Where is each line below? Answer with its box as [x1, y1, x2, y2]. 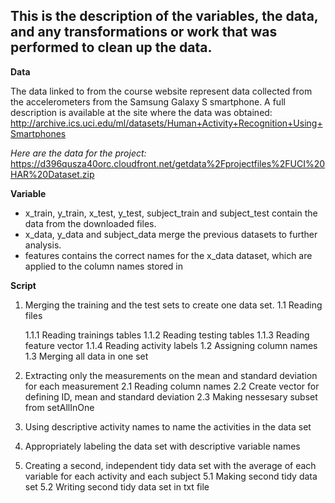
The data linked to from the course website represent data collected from [10, 85, 313, 97]
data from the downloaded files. [24, 217, 157, 229]
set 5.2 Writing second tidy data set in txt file [24, 480, 210, 493]
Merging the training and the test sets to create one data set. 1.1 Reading [24, 299, 323, 311]
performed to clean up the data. [10, 39, 213, 56]
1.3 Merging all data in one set [24, 350, 149, 362]
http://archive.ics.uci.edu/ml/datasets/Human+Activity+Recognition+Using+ [10, 117, 323, 129]
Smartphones [10, 127, 67, 139]
